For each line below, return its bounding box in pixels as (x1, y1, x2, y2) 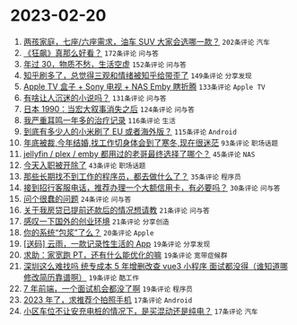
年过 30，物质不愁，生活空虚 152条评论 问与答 (22, 58, 187, 69)
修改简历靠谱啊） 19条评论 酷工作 (22, 271, 140, 283)
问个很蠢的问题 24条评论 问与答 (22, 193, 132, 204)
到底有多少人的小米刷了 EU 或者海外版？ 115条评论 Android (22, 126, 237, 136)
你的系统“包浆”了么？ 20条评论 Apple (22, 226, 154, 238)
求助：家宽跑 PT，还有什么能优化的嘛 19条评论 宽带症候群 (22, 249, 228, 260)
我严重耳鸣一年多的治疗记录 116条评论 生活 (22, 114, 176, 126)
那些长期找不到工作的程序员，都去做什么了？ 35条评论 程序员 (22, 171, 241, 181)
